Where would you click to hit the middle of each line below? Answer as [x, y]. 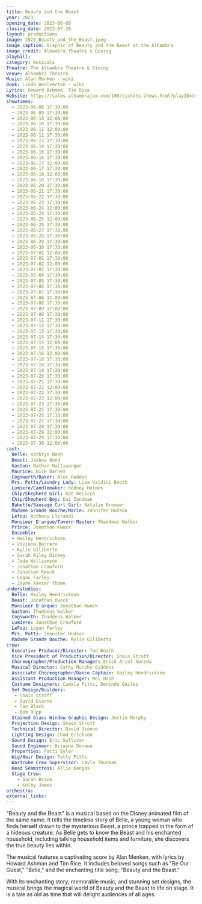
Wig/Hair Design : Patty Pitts [49, 757]
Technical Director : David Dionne [55, 729]
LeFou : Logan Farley [37, 628]
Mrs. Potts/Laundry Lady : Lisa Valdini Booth [70, 483]
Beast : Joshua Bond [36, 460]
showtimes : [20, 101]
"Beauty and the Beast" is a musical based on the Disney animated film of [97, 814]
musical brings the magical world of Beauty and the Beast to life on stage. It [100, 888]
